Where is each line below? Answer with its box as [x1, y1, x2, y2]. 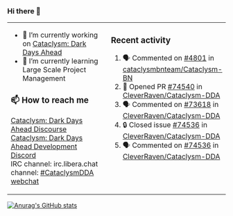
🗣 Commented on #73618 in [122, 100, 219, 110]
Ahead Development [10, 142, 78, 151]
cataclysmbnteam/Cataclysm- [122, 65, 223, 74]
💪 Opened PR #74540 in [122, 82, 202, 92]
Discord [10, 151, 37, 160]
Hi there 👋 [7, 6, 42, 16]
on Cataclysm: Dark [22, 39, 87, 49]
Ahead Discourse [10, 124, 67, 134]
